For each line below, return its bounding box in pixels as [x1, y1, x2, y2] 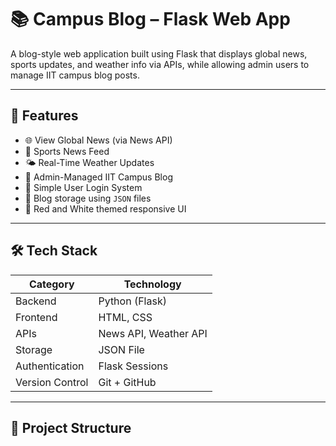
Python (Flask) [98, 294, 167, 308]
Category [28, 277, 75, 291]
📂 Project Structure [10, 419, 132, 436]
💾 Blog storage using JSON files [24, 192, 152, 204]
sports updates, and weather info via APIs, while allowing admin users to [10, 58, 310, 70]
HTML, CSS [98, 310, 153, 324]
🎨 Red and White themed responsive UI [24, 202, 187, 215]
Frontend [15, 310, 58, 324]
